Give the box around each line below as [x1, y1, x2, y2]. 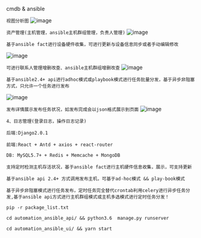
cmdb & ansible [6, 5, 45, 12]
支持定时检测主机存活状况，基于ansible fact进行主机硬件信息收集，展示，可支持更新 [6, 164, 193, 170]
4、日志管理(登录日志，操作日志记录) [6, 118, 87, 124]
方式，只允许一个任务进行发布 [6, 83, 70, 89]
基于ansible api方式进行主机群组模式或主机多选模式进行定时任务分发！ [13, 194, 170, 200]
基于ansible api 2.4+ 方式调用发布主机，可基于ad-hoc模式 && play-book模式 [6, 176, 185, 182]
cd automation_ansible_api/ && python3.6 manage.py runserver [6, 215, 170, 221]
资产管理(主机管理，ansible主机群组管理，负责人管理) [6, 30, 126, 36]
